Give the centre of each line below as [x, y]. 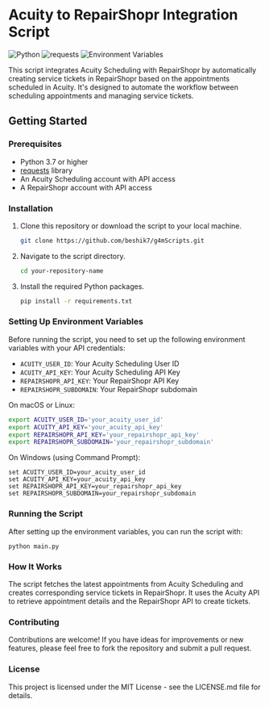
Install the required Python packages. [82, 286]
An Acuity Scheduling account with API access [97, 178]
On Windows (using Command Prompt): [74, 458]
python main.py [34, 546]
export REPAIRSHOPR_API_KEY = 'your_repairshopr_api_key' [104, 435]
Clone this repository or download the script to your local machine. [131, 226]
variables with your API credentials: [67, 348]
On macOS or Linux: [41, 404]
